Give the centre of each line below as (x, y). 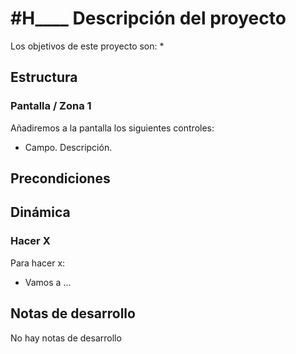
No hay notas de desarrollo (66, 338)
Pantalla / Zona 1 (51, 106)
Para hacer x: (38, 263)
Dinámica (40, 212)
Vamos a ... (48, 282)
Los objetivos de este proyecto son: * (87, 46)
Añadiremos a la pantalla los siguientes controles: (112, 128)
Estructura (44, 77)
